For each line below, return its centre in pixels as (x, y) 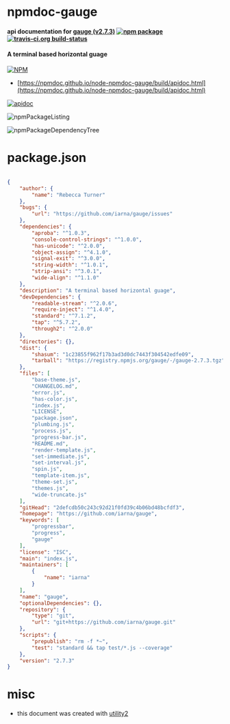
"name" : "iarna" (67, 578)
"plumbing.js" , (53, 425)
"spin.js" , (47, 469)
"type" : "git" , (53, 616)
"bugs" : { (34, 208)
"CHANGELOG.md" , (55, 386)
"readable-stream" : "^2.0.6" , (75, 303)
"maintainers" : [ (44, 565)
